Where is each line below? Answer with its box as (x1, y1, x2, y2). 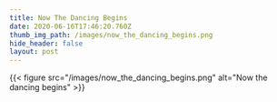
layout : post (9, 47, 59, 56)
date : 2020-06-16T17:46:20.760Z (9, 22, 132, 31)
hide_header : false (9, 38, 84, 48)
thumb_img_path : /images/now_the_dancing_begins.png (9, 30, 213, 39)
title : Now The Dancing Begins (9, 13, 128, 23)
